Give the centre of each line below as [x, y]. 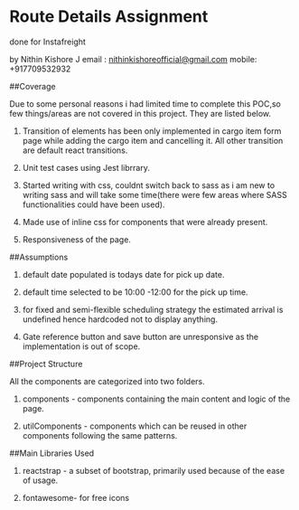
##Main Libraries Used [52, 453]
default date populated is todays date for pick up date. [123, 274]
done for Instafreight [47, 42]
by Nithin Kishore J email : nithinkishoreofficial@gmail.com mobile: [133, 59]
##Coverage [33, 86]
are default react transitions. [75, 150]
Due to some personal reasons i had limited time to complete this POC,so [145, 104]
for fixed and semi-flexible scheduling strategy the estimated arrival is [153, 309]
